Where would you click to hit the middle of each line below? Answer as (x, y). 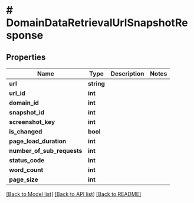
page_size (24, 179)
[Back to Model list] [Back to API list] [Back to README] (74, 194)
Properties (26, 57)
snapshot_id (27, 112)
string (96, 84)
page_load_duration (38, 141)
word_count (26, 170)
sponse (25, 35)
